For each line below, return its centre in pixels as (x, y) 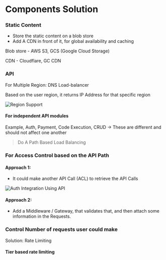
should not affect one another (36, 133)
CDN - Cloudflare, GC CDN (33, 61)
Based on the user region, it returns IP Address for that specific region (78, 95)
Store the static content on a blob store (53, 36)
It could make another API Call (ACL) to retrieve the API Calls (75, 179)
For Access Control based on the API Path (57, 155)
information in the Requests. (42, 216)
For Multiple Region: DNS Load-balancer (47, 85)
